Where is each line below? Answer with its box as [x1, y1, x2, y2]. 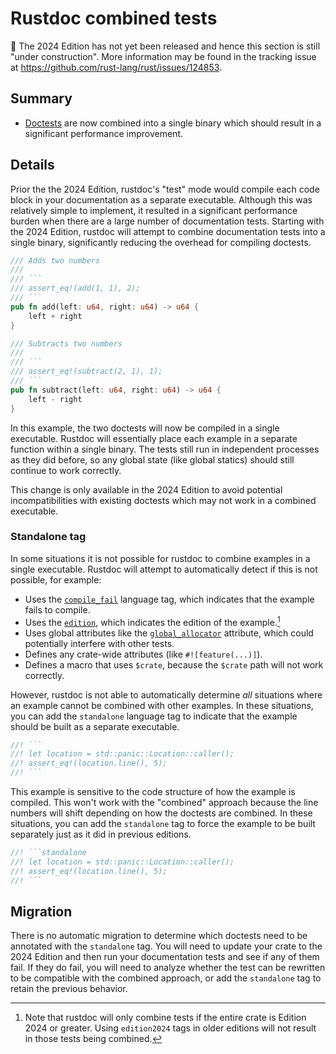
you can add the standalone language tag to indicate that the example [10, 710, 298, 722]
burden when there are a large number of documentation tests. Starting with [10, 215, 325, 227]
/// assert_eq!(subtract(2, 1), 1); [10, 367, 163, 377]
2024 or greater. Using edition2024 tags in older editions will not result [24, 1022, 317, 1034]
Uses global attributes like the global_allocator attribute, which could [24, 627, 314, 639]
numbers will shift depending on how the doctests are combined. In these [10, 807, 313, 819]
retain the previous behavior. [10, 983, 128, 995]
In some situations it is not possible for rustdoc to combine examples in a [10, 552, 311, 564]
